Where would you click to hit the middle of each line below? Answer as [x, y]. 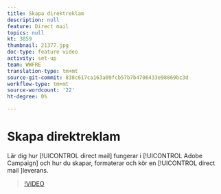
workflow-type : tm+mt [38, 84]
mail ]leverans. [28, 170]
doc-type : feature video [43, 52]
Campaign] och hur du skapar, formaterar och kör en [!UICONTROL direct [111, 163]
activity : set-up [32, 58]
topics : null [26, 33]
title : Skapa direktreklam [46, 13]
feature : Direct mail [38, 26]
